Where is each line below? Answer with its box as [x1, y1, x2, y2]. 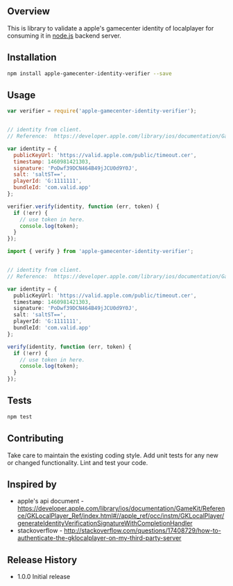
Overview [7, 6, 51, 17]
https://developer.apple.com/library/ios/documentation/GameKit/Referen [17, 504, 225, 513]
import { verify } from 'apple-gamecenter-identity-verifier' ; [7, 248, 194, 255]
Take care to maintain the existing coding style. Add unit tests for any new [7, 451, 218, 459]
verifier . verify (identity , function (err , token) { [7, 203, 159, 210]
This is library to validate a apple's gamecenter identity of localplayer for [7, 24, 214, 32]
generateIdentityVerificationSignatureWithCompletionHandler [17, 519, 193, 528]
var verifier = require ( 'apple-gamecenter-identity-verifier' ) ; [7, 108, 197, 115]
